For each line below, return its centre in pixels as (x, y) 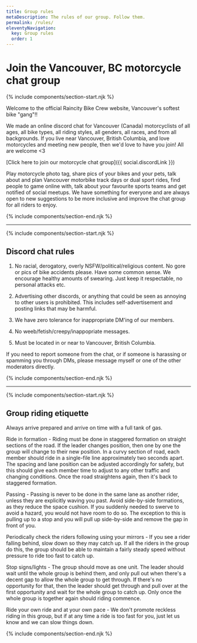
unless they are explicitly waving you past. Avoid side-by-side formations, (95, 500)
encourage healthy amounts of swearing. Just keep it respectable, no (98, 278)
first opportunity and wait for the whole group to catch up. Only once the (94, 592)
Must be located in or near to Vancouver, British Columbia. (85, 342)
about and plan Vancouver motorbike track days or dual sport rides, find (93, 179)
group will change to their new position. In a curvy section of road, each (93, 451)
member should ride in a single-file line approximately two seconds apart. (95, 458)
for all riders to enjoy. (32, 205)
